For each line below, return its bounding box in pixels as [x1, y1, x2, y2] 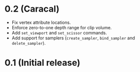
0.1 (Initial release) [4, 57, 81, 69]
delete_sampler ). [11, 40, 46, 46]
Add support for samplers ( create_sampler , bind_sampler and [11, 35, 136, 41]
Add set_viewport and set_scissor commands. [11, 30, 107, 36]
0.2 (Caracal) [4, 3, 60, 15]
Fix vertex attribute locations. [11, 19, 71, 25]
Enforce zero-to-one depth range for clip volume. [11, 24, 112, 30]
